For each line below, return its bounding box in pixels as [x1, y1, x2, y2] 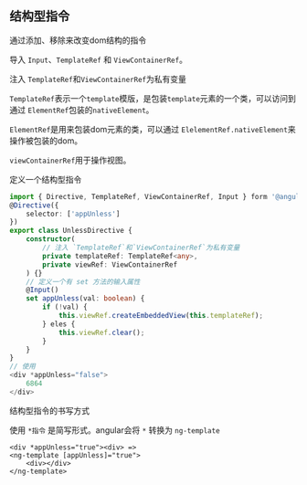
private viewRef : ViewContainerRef [42, 259, 178, 269]
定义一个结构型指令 [9, 174, 82, 185]
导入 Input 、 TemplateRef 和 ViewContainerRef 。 [9, 54, 187, 65]
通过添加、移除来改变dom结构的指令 [9, 35, 147, 46]
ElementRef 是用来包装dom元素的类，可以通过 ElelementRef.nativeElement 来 [9, 123, 296, 134]
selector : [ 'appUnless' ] [26, 209, 121, 218]
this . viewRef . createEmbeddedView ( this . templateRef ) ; [58, 311, 263, 321]
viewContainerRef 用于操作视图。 [9, 154, 132, 165]
